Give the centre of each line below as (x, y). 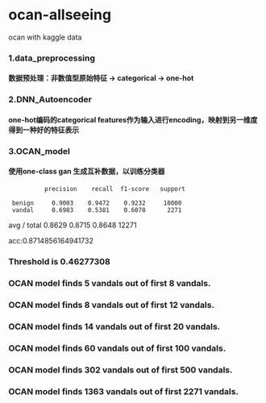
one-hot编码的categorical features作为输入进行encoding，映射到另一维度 (133, 119)
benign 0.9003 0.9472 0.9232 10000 (97, 203)
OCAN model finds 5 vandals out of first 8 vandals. (110, 283)
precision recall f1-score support (114, 189)
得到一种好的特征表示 (44, 130)
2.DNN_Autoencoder (50, 100)
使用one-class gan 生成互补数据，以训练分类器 (87, 172)
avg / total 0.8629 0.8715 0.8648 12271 (73, 225)
